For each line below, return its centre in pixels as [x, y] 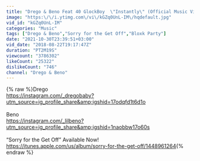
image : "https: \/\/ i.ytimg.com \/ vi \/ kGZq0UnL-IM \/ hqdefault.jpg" [89, 17]
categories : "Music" [32, 28]
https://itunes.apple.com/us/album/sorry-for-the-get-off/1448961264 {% [95, 146]
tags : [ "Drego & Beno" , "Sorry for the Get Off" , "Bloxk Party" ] [86, 34]
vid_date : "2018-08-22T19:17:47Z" [49, 45]
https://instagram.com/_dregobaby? [50, 96]
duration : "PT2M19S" [32, 50]
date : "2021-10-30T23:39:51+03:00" [50, 39]
